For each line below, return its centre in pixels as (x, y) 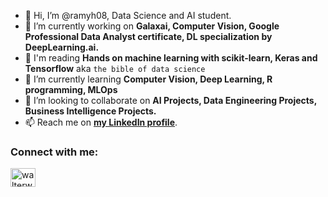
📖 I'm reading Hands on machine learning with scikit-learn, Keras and (171, 58)
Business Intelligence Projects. (90, 111)
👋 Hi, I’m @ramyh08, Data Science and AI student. (128, 15)
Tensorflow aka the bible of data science (115, 68)
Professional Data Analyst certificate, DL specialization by (148, 36)
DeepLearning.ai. (62, 47)
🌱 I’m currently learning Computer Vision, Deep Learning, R (148, 79)
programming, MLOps (71, 89)
